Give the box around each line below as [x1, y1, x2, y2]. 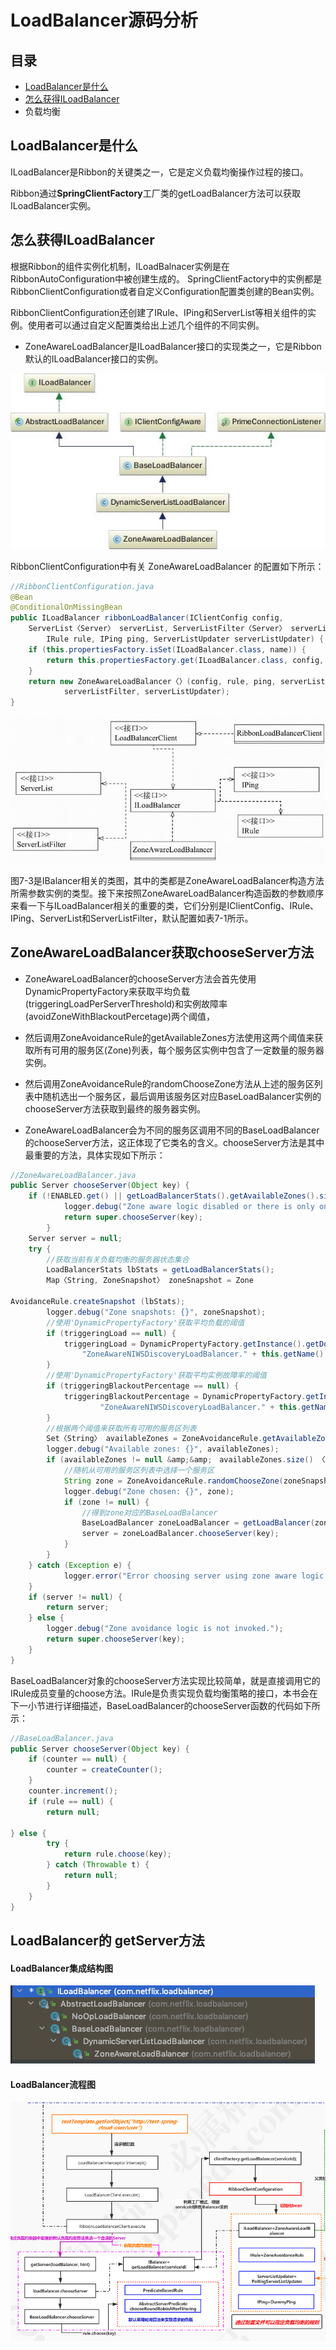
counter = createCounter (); [46, 1765, 163, 1775]
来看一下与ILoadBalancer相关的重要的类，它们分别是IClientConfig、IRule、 [10, 899, 320, 911]
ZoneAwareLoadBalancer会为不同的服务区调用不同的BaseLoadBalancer [24, 1124, 320, 1136]
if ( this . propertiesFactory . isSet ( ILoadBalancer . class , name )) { [28, 644, 307, 655]
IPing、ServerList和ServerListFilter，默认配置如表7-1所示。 [10, 912, 254, 924]
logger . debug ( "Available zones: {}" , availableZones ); [46, 1444, 280, 1455]
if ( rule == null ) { [28, 1796, 114, 1806]
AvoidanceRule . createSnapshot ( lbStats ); [10, 1297, 186, 1307]
